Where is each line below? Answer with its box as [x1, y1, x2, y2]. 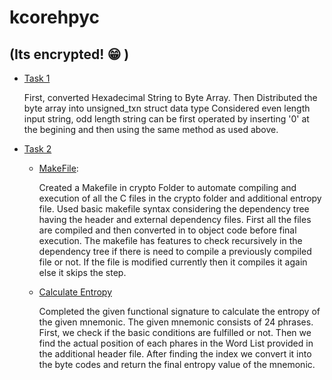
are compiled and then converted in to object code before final [38, 224, 297, 236]
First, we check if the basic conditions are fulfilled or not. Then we [38, 327, 312, 338]
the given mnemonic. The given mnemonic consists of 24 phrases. [38, 316, 314, 328]
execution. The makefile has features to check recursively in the [38, 235, 303, 246]
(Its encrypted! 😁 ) [9, 46, 130, 63]
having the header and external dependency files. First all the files [38, 214, 312, 225]
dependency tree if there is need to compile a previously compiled [38, 246, 312, 257]
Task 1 [23, 72, 51, 84]
